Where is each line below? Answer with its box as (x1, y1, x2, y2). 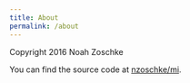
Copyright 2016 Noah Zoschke (9, 46, 125, 57)
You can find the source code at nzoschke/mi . (9, 64, 182, 75)
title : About (9, 13, 59, 23)
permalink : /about (9, 22, 79, 31)
